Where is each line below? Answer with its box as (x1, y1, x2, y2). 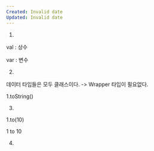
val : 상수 (6, 43, 28, 51)
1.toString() (6, 93, 34, 100)
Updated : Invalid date (6, 14, 63, 20)
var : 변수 (6, 56, 29, 63)
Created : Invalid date (6, 8, 63, 15)
